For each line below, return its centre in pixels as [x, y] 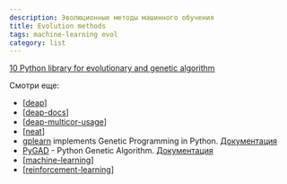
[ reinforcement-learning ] [68, 170]
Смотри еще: [35, 85]
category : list [38, 43]
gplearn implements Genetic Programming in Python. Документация [150, 141]
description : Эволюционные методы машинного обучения [112, 18]
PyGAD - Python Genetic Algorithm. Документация [117, 151]
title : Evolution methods [57, 26]
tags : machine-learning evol [64, 34]
